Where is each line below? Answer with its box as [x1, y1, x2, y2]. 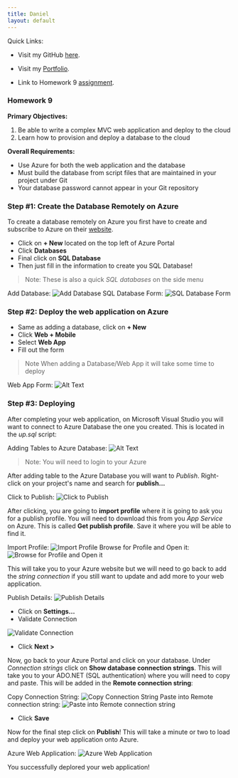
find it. [7, 529, 26, 537]
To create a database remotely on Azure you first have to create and [7, 218, 207, 226]
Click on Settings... [17, 606, 75, 616]
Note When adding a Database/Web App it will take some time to [24, 359, 215, 368]
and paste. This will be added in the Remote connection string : [7, 678, 193, 687]
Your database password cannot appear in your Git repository [17, 183, 199, 192]
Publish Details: [7, 593, 53, 601]
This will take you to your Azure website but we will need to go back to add [7, 564, 227, 573]
